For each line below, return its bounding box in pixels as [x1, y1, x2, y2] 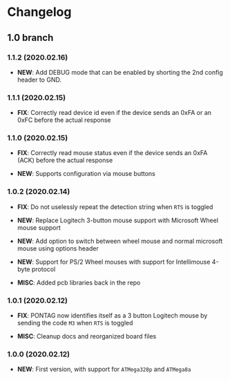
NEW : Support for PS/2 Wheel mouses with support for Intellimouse [17, 257, 211, 266]
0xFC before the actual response [17, 116, 111, 125]
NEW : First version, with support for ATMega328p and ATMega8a [17, 365, 191, 374]
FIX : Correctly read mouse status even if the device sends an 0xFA [17, 149, 208, 157]
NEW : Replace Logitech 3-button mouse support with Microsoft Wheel [17, 216, 219, 224]
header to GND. [17, 75, 62, 84]
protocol [31, 264, 56, 273]
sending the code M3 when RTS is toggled [17, 319, 133, 327]
